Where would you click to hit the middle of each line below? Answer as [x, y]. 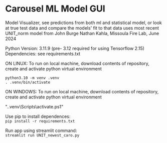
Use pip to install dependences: [38, 116]
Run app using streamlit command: [41, 130]
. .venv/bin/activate [28, 82]
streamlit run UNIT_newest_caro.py [42, 135]
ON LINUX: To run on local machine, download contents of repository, [77, 63]
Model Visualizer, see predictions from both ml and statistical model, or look [83, 23]
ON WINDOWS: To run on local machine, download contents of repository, [82, 91]
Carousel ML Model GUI [55, 9]
